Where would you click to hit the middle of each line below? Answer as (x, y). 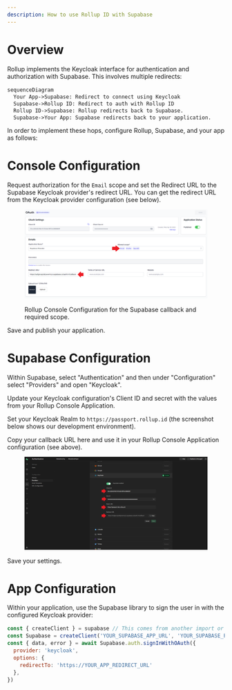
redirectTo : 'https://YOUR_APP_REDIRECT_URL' (86, 665)
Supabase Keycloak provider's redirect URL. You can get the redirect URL (112, 192)
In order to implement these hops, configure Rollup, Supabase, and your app (116, 130)
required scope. (47, 317)
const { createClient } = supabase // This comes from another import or (116, 629)
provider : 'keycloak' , (46, 651)
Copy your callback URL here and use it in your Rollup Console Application (113, 440)
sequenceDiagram (30, 90)
